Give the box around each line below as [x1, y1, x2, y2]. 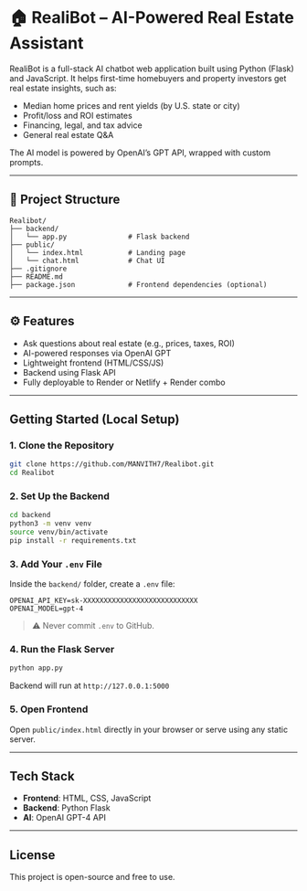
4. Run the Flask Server [9, 643, 115, 656]
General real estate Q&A [22, 129, 114, 140]
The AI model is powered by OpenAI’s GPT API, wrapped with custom [9, 147, 271, 158]
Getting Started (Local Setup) [9, 411, 180, 427]
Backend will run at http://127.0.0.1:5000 [9, 680, 170, 691]
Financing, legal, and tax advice [22, 120, 143, 131]
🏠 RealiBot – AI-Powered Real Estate [9, 7, 295, 28]
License [9, 847, 56, 863]
